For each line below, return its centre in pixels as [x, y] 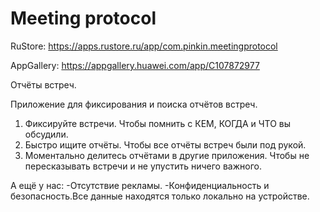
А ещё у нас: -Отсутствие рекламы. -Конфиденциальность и [140, 185]
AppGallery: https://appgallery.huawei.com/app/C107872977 [135, 65]
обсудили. [46, 134]
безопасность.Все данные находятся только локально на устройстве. [160, 196]
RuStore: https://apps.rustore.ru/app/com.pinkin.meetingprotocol [144, 46]
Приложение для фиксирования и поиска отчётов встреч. [134, 104]
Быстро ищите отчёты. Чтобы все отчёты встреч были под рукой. [165, 144]
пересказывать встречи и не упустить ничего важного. [143, 166]
